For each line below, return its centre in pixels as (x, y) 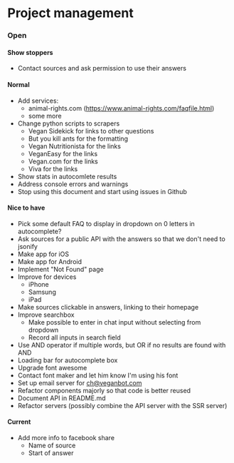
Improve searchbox (46, 315)
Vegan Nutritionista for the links (74, 146)
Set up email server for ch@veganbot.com (80, 382)
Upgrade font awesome (52, 367)
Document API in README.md (62, 398)
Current (19, 422)
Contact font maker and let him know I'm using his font (98, 375)
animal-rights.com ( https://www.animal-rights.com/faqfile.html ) (121, 108)
